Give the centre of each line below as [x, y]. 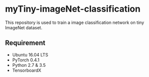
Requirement [25, 43]
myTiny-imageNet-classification [73, 9]
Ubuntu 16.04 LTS [30, 55]
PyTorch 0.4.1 [26, 60]
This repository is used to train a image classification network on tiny [75, 22]
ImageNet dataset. [24, 27]
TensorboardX [27, 70]
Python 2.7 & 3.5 [29, 65]
